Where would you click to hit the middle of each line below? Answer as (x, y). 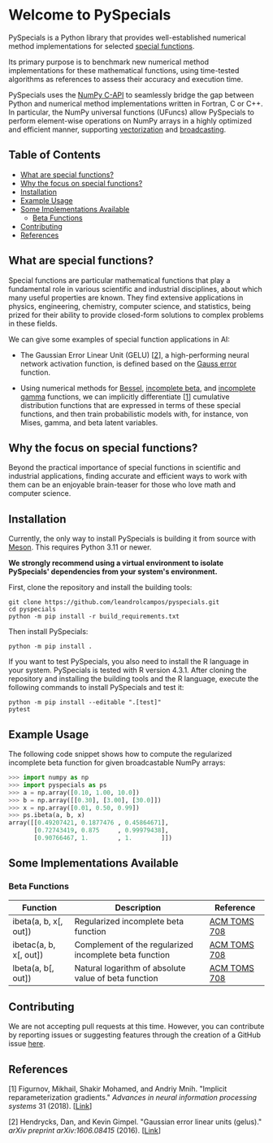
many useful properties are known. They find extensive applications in (126, 298)
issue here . (27, 1044)
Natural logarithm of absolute (130, 967)
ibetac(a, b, (34, 945)
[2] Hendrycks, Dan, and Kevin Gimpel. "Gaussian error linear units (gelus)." (135, 1122)
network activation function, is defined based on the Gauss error (128, 363)
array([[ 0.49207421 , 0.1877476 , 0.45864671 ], (89, 823)
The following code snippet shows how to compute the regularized (120, 754)
